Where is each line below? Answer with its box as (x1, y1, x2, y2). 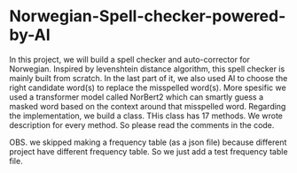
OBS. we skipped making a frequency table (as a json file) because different (9, 137, 287, 147)
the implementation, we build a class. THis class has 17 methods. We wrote (9, 110, 284, 121)
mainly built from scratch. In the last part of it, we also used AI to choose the (9, 72, 288, 83)
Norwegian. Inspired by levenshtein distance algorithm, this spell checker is (9, 64, 285, 74)
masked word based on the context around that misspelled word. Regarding (9, 101, 286, 111)
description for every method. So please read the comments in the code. (9, 119, 275, 130)
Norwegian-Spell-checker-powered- (9, 6, 286, 26)
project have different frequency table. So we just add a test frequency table (9, 146, 288, 156)
